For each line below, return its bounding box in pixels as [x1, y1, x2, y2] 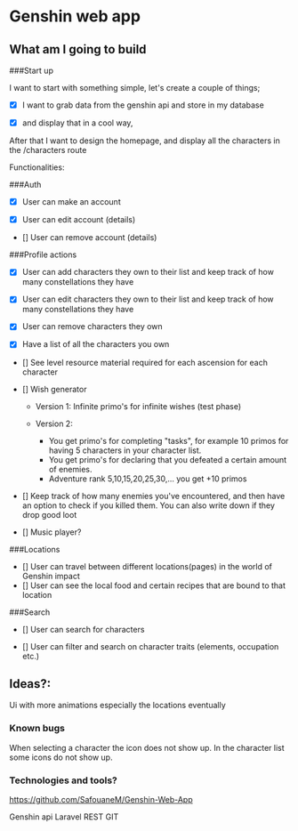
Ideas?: [9, 676, 52, 691]
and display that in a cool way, [21, 117, 133, 128]
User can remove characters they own [21, 321, 163, 332]
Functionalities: [9, 162, 65, 173]
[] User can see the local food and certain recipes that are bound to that [21, 580, 286, 591]
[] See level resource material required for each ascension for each [21, 357, 269, 367]
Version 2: [35, 418, 73, 429]
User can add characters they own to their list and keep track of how [21, 267, 274, 278]
